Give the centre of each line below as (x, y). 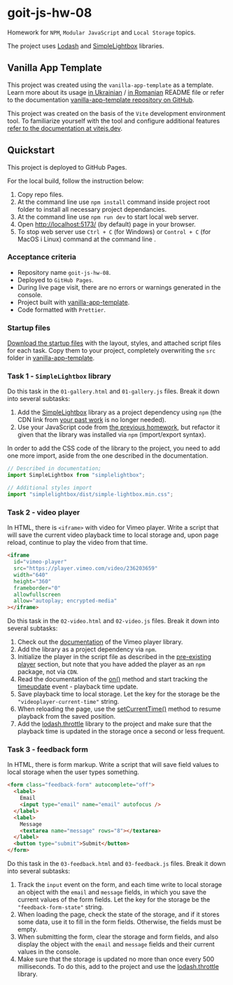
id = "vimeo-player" (41, 562)
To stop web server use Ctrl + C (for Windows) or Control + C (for (114, 231)
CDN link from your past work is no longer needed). (92, 420)
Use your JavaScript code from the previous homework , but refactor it (119, 427)
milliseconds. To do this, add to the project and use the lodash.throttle (118, 967)
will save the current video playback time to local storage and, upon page (113, 535)
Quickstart (31, 150)
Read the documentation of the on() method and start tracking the (112, 679)
